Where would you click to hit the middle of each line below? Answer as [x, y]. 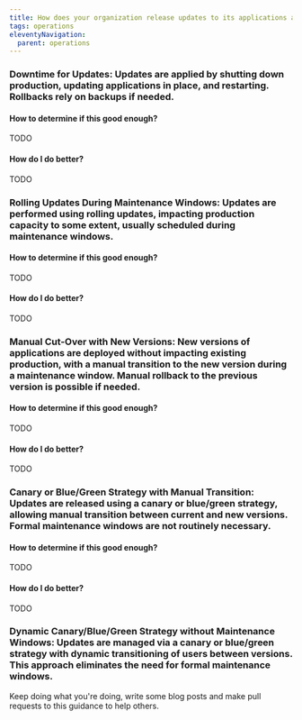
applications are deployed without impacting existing [128, 352]
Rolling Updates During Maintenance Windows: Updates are [143, 202]
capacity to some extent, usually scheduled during [123, 224]
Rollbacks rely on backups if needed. [92, 97]
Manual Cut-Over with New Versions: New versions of [130, 342]
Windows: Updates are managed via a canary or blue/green [142, 643]
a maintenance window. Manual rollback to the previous [133, 375]
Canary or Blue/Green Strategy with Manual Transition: [132, 492]
